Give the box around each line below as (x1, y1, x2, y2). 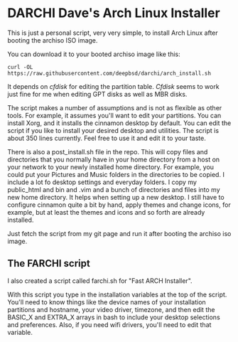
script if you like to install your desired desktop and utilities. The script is (7, 126, 219, 134)
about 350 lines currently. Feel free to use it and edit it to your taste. (7, 134, 206, 142)
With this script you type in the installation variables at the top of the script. (7, 290, 227, 299)
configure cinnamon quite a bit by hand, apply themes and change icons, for (7, 201, 231, 209)
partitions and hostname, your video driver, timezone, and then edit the (7, 305, 215, 314)
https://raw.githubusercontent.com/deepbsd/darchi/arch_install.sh (7, 70, 212, 77)
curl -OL (7, 63, 33, 70)
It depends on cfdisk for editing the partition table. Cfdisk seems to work (7, 82, 220, 90)
